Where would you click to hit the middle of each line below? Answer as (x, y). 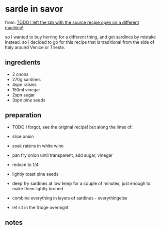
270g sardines (26, 79)
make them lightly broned (38, 188)
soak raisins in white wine (38, 146)
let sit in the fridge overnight (40, 207)
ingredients (23, 62)
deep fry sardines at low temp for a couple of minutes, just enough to (81, 183)
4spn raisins (24, 84)
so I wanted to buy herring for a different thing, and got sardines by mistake (80, 37)
